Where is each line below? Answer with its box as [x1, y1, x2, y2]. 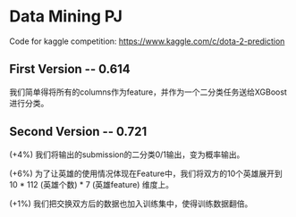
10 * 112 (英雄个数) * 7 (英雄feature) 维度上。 [9, 179, 174, 189]
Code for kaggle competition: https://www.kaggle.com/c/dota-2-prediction [9, 36, 285, 46]
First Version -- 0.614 [9, 62, 131, 77]
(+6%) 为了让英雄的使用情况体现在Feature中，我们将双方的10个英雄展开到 [9, 168, 283, 179]
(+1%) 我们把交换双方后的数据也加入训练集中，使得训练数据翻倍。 [9, 198, 253, 209]
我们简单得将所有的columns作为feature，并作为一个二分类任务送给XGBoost [9, 87, 288, 97]
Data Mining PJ [9, 6, 123, 27]
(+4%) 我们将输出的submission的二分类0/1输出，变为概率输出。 [9, 149, 245, 160]
